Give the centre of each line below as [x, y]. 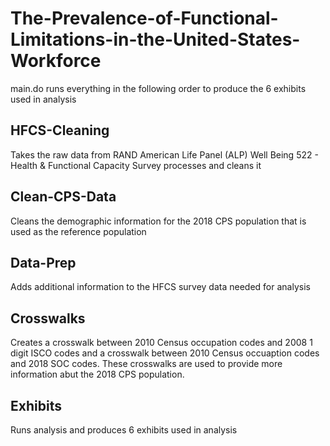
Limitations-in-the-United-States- [155, 39]
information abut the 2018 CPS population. [97, 374]
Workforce [56, 61]
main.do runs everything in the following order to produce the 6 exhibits [158, 88]
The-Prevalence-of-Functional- [144, 18]
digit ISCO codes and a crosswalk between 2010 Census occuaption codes [165, 353]
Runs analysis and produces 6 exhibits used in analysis [124, 430]
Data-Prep [43, 262]
